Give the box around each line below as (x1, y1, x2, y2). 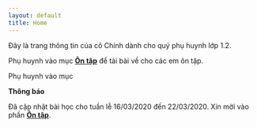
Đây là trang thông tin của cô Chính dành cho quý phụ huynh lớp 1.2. (8, 40, 232, 50)
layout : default (8, 11, 62, 20)
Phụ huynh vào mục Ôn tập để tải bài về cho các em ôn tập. (8, 56, 204, 65)
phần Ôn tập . (8, 110, 51, 119)
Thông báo (8, 86, 45, 95)
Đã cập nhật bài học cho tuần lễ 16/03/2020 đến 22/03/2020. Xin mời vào (8, 102, 249, 111)
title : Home (8, 19, 47, 27)
